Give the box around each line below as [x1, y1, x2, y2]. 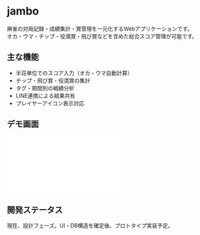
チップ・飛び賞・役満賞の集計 [15, 77, 90, 84]
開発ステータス [7, 205, 63, 215]
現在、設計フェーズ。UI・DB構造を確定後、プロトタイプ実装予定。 [7, 222, 173, 230]
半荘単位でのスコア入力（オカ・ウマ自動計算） [15, 69, 133, 76]
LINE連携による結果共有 [15, 92, 76, 99]
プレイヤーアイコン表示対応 [15, 99, 85, 107]
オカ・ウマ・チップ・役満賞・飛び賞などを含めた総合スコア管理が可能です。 [7, 32, 198, 40]
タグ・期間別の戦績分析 [15, 84, 75, 91]
